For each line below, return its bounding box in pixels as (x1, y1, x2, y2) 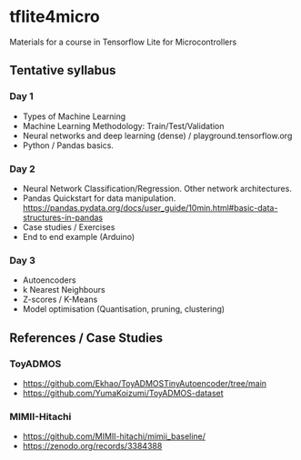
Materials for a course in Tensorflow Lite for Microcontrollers (9, 36, 237, 47)
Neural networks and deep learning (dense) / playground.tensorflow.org (22, 130, 293, 141)
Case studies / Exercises (22, 221, 115, 233)
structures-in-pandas (22, 212, 103, 223)
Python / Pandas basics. (22, 139, 114, 151)
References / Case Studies (9, 330, 164, 345)
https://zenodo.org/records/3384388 (22, 441, 163, 452)
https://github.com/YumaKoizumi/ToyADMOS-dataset (22, 387, 225, 398)
